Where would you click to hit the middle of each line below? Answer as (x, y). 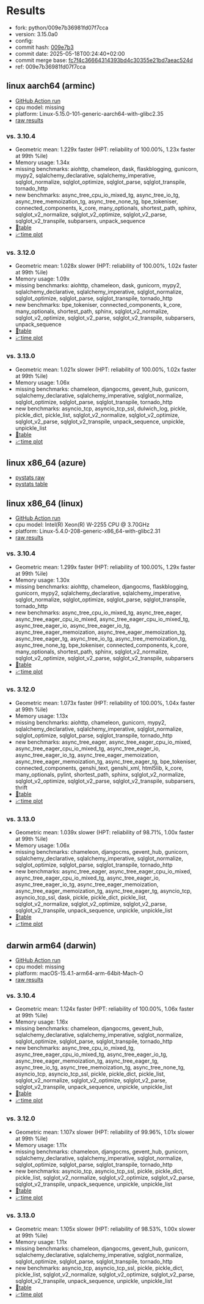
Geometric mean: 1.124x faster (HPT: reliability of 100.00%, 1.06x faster (104, 1009)
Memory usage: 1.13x (42, 716)
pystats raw (30, 478)
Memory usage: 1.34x (42, 162)
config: (24, 40)
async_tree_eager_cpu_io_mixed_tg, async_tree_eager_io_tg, (91, 1055)
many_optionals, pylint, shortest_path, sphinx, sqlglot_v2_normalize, (100, 774)
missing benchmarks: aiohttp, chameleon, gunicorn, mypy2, (91, 722)
